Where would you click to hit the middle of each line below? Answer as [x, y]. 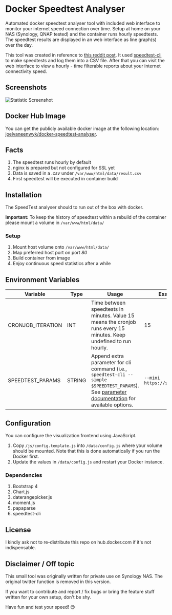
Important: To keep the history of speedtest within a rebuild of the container [86, 217]
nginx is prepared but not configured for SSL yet [64, 168]
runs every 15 [108, 328]
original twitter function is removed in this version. [58, 582]
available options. [112, 405]
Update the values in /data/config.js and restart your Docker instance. [88, 462]
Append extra [107, 356]
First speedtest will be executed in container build [65, 179]
